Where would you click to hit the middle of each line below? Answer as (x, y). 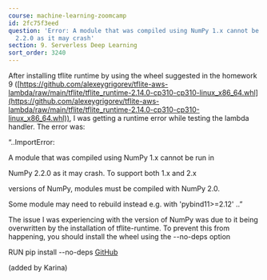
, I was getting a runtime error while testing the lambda (159, 118)
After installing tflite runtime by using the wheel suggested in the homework (133, 76)
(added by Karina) (38, 268)
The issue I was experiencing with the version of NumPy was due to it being (133, 220)
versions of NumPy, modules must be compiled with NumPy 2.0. (114, 188)
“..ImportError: (32, 142)
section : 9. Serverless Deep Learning (73, 46)
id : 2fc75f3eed (34, 23)
